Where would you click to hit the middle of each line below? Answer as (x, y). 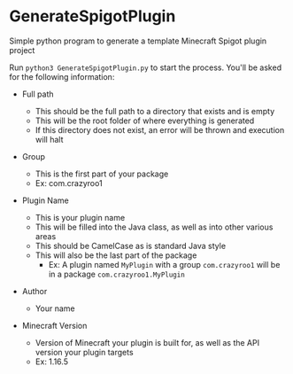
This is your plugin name (80, 217)
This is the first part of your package (102, 174)
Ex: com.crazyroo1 (69, 183)
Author (35, 291)
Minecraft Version (54, 325)
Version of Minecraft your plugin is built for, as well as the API (147, 342)
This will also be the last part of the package (116, 255)
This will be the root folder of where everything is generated (145, 121)
